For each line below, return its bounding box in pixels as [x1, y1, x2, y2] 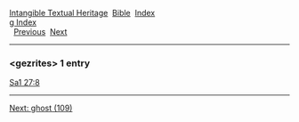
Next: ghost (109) [9, 102, 73, 114]
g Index [9, 17, 37, 28]
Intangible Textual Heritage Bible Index [9, 8, 156, 18]
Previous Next [12, 27, 68, 37]
